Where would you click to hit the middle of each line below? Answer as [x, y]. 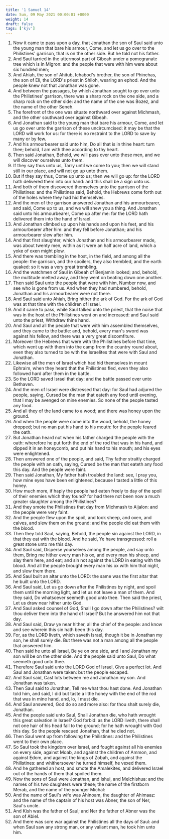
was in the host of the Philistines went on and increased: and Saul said [86, 315]
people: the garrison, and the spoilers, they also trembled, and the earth [87, 262]
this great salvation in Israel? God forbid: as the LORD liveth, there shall [86, 721]
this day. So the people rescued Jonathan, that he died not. [74, 731]
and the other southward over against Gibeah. [60, 117]
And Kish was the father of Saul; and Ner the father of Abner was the [84, 811]
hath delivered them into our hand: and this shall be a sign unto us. [82, 182]
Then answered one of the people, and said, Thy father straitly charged [87, 459]
